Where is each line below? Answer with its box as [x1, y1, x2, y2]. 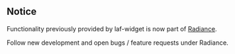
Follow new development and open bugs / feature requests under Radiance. [6, 38, 229, 47]
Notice [6, 6, 37, 18]
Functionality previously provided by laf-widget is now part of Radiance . [6, 24, 217, 33]
